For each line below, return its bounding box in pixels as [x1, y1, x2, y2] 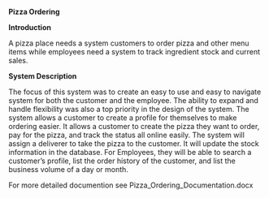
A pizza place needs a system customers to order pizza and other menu [8, 38, 249, 48]
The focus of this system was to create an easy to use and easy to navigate [8, 87, 262, 97]
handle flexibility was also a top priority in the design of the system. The [8, 105, 249, 114]
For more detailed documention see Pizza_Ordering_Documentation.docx [8, 180, 254, 190]
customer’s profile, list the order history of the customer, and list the [8, 156, 236, 166]
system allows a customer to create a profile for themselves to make [8, 113, 237, 123]
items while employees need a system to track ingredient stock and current [8, 47, 261, 56]
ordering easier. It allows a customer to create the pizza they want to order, [8, 122, 260, 131]
